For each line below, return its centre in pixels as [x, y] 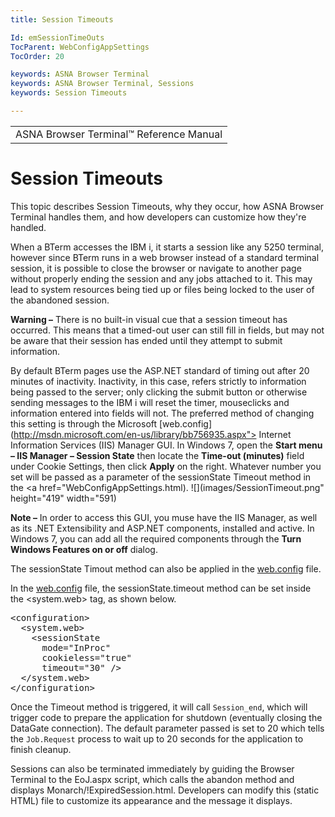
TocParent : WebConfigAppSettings [80, 47]
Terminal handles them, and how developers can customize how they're [158, 217]
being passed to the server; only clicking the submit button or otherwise [159, 392]
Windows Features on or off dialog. [84, 549]
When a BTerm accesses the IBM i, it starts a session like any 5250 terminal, [167, 247]
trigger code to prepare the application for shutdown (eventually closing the [166, 717]
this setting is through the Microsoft [84, 423]
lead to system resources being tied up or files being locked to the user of [162, 289]
